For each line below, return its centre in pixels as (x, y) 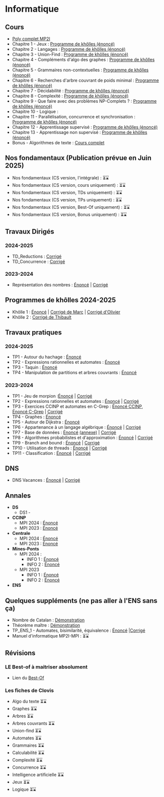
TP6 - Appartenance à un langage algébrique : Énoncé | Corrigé (77, 427)
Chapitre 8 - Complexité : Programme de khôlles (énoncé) (70, 96)
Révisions (20, 653)
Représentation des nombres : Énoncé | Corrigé (60, 285)
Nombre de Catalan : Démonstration (48, 620)
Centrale (21, 533)
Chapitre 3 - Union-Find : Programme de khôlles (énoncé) (70, 54)
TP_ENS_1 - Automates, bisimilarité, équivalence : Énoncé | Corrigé (79, 631)
